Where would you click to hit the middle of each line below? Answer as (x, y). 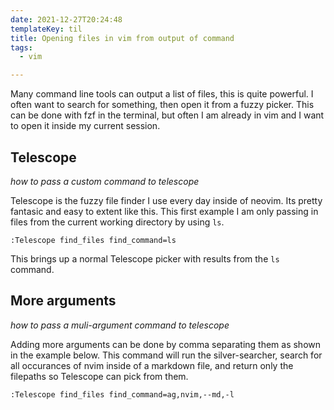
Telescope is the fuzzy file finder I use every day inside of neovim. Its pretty (166, 200)
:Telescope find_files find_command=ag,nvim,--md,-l (122, 394)
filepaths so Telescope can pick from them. (99, 376)
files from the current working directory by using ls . (117, 222)
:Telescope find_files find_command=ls (93, 240)
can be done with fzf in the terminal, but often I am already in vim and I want (167, 115)
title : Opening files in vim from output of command (122, 38)
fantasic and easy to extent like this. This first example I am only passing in (164, 211)
